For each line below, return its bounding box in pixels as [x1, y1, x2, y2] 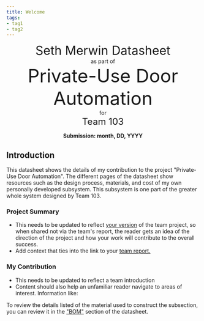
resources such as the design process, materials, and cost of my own [6, 179, 182, 186]
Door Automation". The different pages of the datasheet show [17, 172, 173, 180]
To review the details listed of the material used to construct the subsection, [6, 301, 198, 309]
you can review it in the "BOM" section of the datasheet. [6, 308, 149, 315]
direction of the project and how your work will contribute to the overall [15, 234, 195, 242]
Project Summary [6, 207, 59, 216]
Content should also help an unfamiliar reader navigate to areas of [15, 282, 183, 290]
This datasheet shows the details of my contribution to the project [6, 166, 173, 174]
